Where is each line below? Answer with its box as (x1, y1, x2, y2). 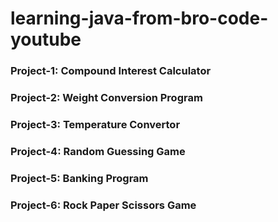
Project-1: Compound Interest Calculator (10, 64, 212, 78)
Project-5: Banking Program (10, 171, 149, 185)
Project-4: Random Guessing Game (10, 144, 186, 158)
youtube (10, 28, 82, 51)
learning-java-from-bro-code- (10, 7, 269, 30)
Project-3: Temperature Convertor (10, 117, 181, 131)
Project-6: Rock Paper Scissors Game (10, 198, 197, 212)
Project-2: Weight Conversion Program (10, 91, 203, 105)
